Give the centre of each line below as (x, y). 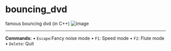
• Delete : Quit (20, 43)
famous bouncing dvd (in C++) (38, 23)
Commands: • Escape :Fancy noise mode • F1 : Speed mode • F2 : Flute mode (85, 38)
